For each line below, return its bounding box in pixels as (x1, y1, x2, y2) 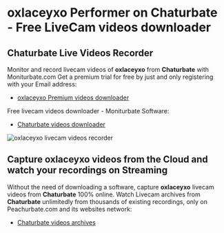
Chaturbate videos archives (17, 218, 96, 226)
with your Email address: (7, 80, 77, 88)
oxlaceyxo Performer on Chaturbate (7, 5, 218, 21)
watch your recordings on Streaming (7, 165, 167, 176)
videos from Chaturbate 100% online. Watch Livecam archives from (7, 190, 201, 198)
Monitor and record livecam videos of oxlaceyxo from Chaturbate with (7, 66, 209, 73)
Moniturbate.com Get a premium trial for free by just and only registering (7, 73, 214, 81)
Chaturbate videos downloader (17, 120, 105, 129)
